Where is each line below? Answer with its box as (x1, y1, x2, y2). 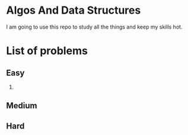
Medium (6, 101, 37, 111)
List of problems (6, 44, 88, 58)
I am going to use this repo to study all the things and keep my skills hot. (6, 23, 183, 30)
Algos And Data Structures (6, 4, 141, 17)
